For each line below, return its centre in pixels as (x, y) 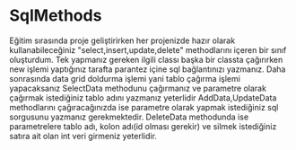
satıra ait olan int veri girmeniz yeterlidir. (83, 136)
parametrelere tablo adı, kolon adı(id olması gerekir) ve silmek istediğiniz (143, 126)
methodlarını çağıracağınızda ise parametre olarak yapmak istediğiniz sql (144, 107)
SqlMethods (56, 16)
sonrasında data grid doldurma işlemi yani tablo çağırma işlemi (125, 78)
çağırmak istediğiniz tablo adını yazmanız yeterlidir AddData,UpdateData (143, 97)
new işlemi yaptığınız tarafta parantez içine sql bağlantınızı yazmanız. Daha (148, 69)
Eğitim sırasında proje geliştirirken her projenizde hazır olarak (122, 40)
